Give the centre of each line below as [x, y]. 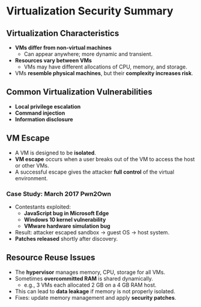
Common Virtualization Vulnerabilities [79, 92]
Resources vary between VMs [53, 60]
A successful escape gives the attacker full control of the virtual [94, 172]
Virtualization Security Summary [90, 11]
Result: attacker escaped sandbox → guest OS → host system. [92, 232]
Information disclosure [44, 119]
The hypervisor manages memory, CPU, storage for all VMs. [90, 272]
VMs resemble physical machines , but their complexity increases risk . [104, 73]
